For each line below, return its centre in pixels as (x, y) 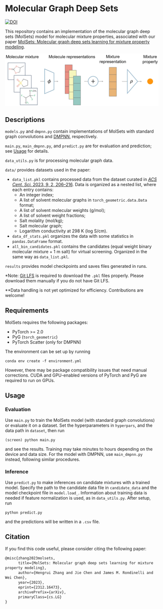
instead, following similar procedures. (43, 459)
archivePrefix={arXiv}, (42, 592)
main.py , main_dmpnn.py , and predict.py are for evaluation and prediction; (78, 146)
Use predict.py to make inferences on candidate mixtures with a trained (77, 482)
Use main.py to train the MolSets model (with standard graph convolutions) (80, 420)
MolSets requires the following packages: (47, 322)
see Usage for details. (27, 151)
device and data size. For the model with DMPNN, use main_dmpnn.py (74, 454)
